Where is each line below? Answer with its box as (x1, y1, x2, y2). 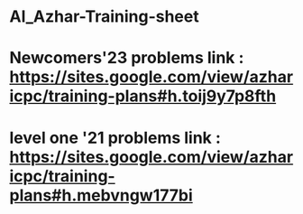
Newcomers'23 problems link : (9, 48, 244, 69)
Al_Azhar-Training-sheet (9, 6, 200, 27)
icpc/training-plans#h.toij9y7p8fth (9, 86, 277, 107)
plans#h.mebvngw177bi (9, 185, 194, 205)
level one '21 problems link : (9, 127, 221, 148)
